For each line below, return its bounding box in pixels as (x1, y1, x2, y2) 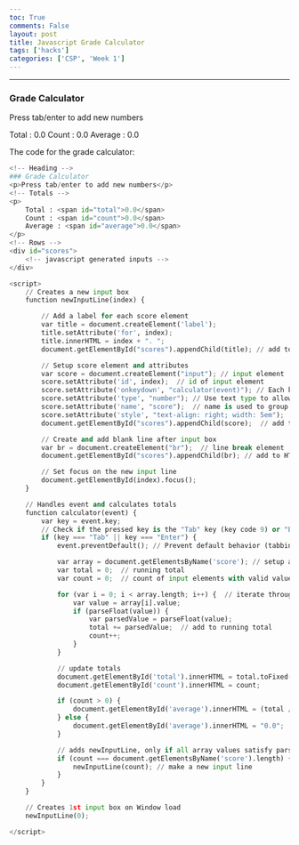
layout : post (9, 29, 58, 38)
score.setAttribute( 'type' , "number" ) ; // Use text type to (41, 394, 269, 403)
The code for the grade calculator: (9, 147, 135, 157)
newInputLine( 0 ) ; (25, 811, 90, 820)
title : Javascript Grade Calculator (9, 37, 145, 47)
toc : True (9, 12, 46, 22)
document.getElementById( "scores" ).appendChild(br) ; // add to (41, 451, 280, 461)
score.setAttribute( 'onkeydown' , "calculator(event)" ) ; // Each (41, 386, 285, 395)
